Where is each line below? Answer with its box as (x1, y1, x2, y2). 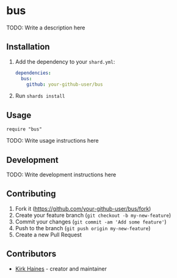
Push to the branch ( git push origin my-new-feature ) (15, 224, 151, 231)
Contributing (6, 189, 56, 199)
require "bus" (6, 126, 43, 132)
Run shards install (15, 92, 65, 100)
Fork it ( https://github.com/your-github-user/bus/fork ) (15, 205, 151, 212)
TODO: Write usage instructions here (6, 137, 99, 145)
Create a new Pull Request (15, 231, 82, 238)
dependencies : (15, 70, 51, 76)
